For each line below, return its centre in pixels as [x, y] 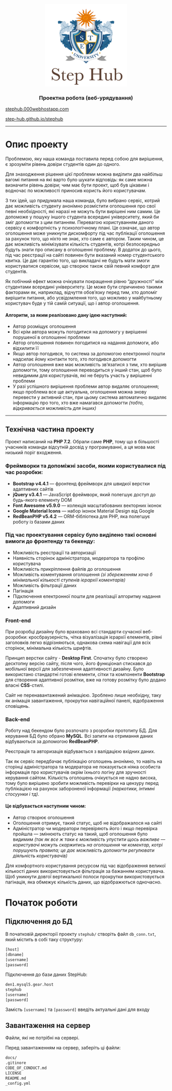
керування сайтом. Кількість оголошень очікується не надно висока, [81, 778]
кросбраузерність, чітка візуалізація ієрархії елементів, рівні [95, 637]
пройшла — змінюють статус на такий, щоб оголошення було [80, 834]
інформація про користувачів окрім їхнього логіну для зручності [76, 773]
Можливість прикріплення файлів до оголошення [67, 569]
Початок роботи [41, 902]
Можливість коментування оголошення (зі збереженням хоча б [82, 574]
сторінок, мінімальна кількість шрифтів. [49, 648]
